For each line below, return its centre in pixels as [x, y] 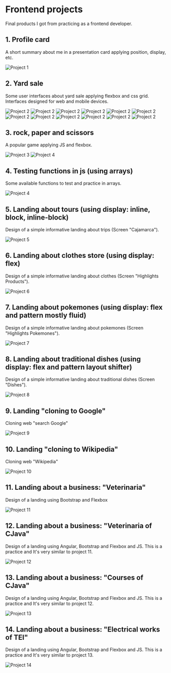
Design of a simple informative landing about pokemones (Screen [74, 328]
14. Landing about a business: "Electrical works [83, 629]
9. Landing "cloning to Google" [56, 411]
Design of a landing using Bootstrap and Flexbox [57, 500]
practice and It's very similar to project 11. [49, 552]
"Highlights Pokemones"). [33, 333]
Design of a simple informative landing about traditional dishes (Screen [80, 379]
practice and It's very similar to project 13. [49, 655]
